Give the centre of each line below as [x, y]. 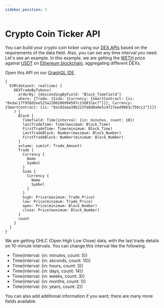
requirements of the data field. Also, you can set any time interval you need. [82, 52]
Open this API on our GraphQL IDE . [40, 72]
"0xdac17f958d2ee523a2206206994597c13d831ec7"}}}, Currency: [69, 103]
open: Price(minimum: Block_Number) [60, 206]
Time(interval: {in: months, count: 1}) [49, 281]
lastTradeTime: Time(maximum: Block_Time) [67, 124]
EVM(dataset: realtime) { [36, 86]
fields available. [21, 301]
